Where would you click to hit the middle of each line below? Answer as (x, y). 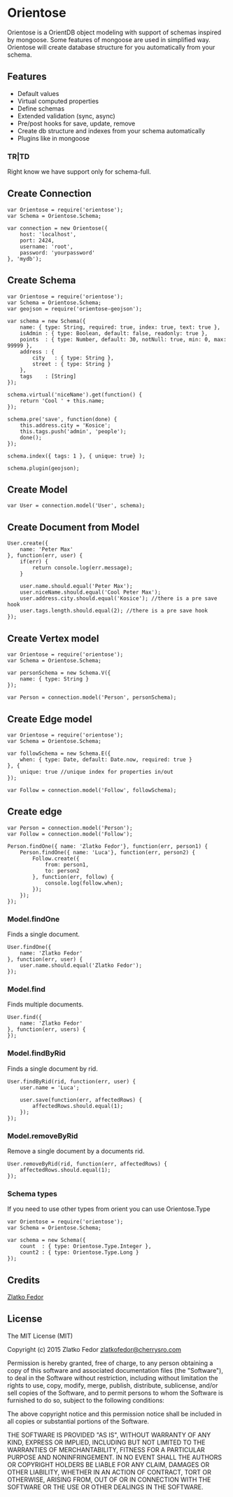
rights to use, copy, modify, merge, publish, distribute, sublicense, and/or (113, 1385)
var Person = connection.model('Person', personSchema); (92, 698)
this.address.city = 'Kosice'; (65, 425)
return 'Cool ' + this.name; (62, 401)
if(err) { (34, 562)
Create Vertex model (53, 638)
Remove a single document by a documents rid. (76, 1151)
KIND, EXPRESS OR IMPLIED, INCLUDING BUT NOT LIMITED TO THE (106, 1442)
